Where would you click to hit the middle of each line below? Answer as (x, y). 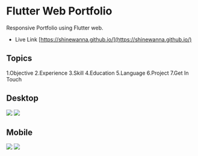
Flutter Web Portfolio (59, 11)
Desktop (23, 98)
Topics (19, 58)
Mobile (20, 132)
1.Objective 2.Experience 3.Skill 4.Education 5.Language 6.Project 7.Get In (97, 73)
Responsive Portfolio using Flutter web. (55, 28)
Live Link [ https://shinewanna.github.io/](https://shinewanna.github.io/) (103, 39)
